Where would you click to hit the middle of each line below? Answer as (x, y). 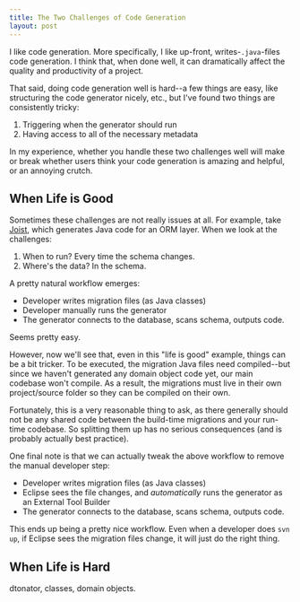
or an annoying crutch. (51, 170)
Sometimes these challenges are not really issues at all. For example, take (146, 220)
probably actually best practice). (69, 439)
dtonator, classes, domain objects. (73, 589)
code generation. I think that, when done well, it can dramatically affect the (147, 61)
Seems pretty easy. (45, 337)
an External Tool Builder (66, 502)
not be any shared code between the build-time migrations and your (135, 420)
